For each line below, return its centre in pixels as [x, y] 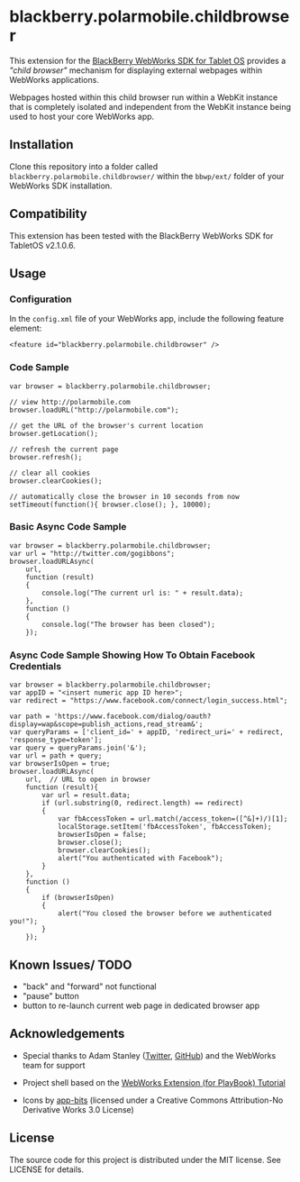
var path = [30, 717]
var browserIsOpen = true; [60, 764]
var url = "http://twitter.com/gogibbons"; [92, 553]
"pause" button [50, 996]
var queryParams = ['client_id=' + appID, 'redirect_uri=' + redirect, [146, 732]
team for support [54, 1065]
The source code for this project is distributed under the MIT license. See [145, 1159]
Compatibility [48, 214]
